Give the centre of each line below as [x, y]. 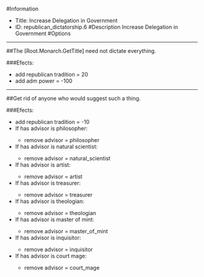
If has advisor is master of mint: [54, 219]
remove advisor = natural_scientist [67, 158]
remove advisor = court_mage [62, 268]
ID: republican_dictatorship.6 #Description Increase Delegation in [96, 27]
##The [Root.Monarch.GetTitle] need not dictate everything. [81, 51]
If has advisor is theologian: [49, 201]
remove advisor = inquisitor [58, 249]
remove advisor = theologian [60, 213]
